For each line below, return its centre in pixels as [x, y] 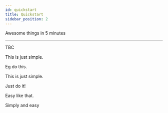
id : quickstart [21, 10]
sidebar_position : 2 [27, 19]
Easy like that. [19, 96]
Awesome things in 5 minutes [35, 33]
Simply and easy [22, 106]
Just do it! [15, 86]
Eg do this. [16, 67]
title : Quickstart [24, 14]
